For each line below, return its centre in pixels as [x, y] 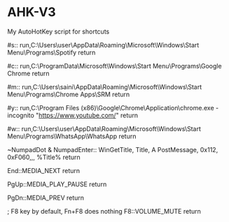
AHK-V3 [32, 12]
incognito [21, 115]
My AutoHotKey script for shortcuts [58, 31]
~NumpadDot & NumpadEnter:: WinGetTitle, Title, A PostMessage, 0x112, [113, 149]
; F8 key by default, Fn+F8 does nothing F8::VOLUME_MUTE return [104, 211]
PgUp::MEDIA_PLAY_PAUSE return [57, 184]
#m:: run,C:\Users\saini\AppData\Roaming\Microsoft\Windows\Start [105, 87]
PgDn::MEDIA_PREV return [46, 198]
